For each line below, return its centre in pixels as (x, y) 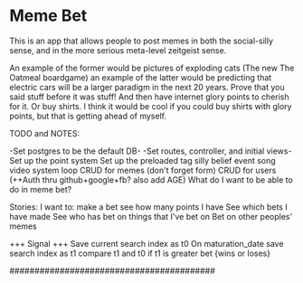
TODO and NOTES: (45, 133)
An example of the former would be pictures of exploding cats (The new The (152, 68)
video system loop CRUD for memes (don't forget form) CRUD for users (143, 170)
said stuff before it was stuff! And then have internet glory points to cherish (149, 97)
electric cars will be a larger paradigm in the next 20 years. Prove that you (147, 87)
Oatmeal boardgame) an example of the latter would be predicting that (141, 77)
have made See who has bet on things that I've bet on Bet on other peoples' (151, 216)
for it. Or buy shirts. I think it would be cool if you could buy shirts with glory (151, 106)
